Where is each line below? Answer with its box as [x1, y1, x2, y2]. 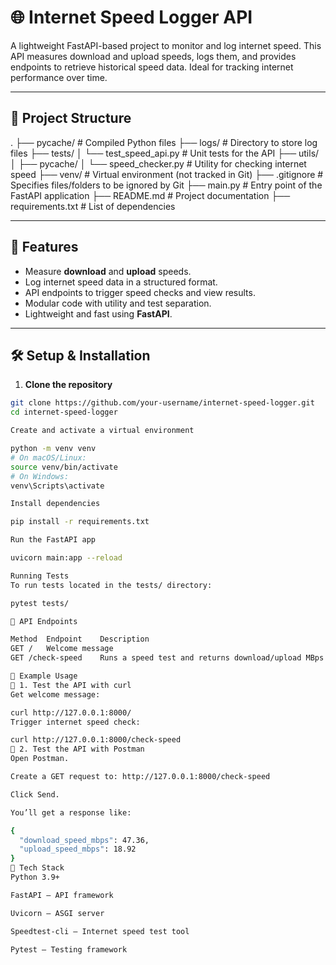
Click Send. [10, 789, 60, 800]
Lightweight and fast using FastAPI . [24, 307, 173, 320]
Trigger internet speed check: [10, 717, 141, 727]
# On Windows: [10, 471, 70, 481]
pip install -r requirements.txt [10, 517, 150, 527]
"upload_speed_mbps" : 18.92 [19, 844, 137, 855]
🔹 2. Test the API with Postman [10, 744, 145, 755]
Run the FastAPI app [10, 535, 97, 545]
